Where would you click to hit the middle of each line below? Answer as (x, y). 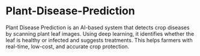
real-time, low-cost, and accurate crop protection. (68, 46)
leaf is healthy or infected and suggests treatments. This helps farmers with (99, 40)
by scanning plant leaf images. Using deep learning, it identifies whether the (100, 33)
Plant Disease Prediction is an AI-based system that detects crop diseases (98, 27)
